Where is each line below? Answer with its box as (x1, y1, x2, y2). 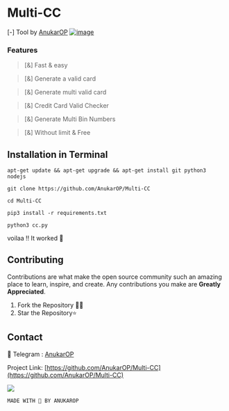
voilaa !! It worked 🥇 (7, 234, 64, 243)
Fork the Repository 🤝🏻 (17, 300, 84, 309)
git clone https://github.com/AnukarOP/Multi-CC (7, 186, 151, 193)
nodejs (7, 173, 26, 180)
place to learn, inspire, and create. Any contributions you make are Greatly (7, 280, 221, 288)
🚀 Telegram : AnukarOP (7, 350, 74, 358)
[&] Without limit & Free (24, 129, 91, 137)
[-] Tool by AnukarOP (7, 28, 68, 36)
